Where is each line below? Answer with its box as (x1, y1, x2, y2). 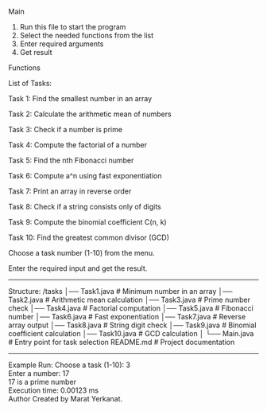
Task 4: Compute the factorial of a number (8, 140, 147, 150)
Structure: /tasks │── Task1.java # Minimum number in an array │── (8, 287, 233, 296)
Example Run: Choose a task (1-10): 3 (8, 360, 131, 370)
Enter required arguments (19, 39, 104, 49)
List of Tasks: (8, 79, 52, 88)
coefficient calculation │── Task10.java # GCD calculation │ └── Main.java (8, 329, 254, 338)
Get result (19, 48, 52, 57)
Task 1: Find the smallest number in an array (8, 94, 153, 103)
